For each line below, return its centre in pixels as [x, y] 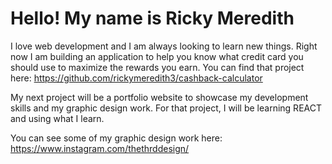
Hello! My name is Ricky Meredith [152, 18]
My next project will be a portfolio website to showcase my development [159, 97]
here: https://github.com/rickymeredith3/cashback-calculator [136, 78]
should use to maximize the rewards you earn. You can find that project [157, 67]
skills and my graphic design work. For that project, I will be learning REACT [166, 108]
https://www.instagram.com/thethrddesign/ [100, 148]
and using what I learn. [57, 118]
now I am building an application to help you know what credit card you [157, 56]
